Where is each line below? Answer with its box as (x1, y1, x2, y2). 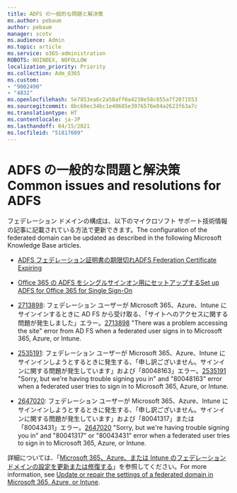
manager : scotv (7, 30, 52, 38)
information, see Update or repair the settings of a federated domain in (7, 470, 214, 479)
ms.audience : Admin (7, 37, 65, 44)
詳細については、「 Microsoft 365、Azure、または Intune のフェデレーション (7, 453, 226, 462)
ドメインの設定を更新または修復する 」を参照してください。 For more (7, 462, 207, 471)
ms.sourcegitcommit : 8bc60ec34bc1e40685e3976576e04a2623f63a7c (7, 103, 198, 110)
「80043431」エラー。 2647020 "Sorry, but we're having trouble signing (17, 423, 230, 432)
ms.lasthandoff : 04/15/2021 (7, 122, 91, 130)
